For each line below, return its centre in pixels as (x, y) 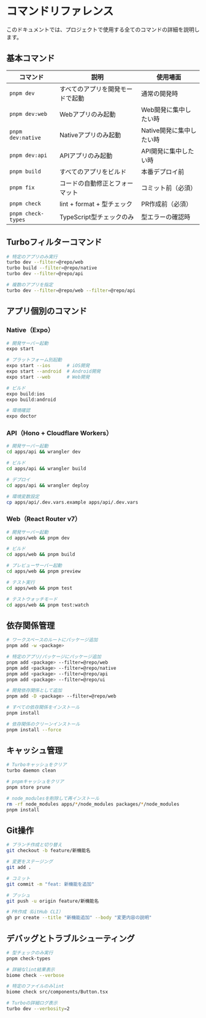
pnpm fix (22, 187)
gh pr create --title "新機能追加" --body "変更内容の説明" (79, 918)
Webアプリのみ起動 (87, 114)
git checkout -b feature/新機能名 (48, 851)
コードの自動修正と (87, 183)
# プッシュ (18, 895)
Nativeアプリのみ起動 (90, 135)
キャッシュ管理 (35, 750)
